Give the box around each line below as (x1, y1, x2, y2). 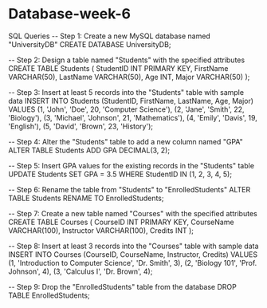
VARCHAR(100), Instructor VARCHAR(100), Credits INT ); (8, 225, 194, 235)
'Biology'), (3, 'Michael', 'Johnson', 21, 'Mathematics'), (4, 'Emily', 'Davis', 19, (8, 113, 257, 122)
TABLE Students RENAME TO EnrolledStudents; (8, 193, 164, 203)
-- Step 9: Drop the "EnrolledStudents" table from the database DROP (8, 282, 237, 291)
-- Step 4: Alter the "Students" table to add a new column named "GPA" (8, 136, 243, 146)
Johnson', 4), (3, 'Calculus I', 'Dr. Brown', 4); (8, 267, 153, 276)
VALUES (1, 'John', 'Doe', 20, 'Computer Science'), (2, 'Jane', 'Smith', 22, (8, 105, 245, 114)
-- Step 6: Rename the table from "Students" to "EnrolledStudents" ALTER (8, 184, 251, 194)
